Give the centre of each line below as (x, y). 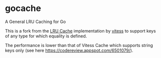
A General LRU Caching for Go (36, 22)
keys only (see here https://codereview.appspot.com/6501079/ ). (69, 50)
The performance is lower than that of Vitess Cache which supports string (79, 45)
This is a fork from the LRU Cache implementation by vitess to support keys (80, 31)
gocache (23, 8)
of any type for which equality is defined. (46, 36)
